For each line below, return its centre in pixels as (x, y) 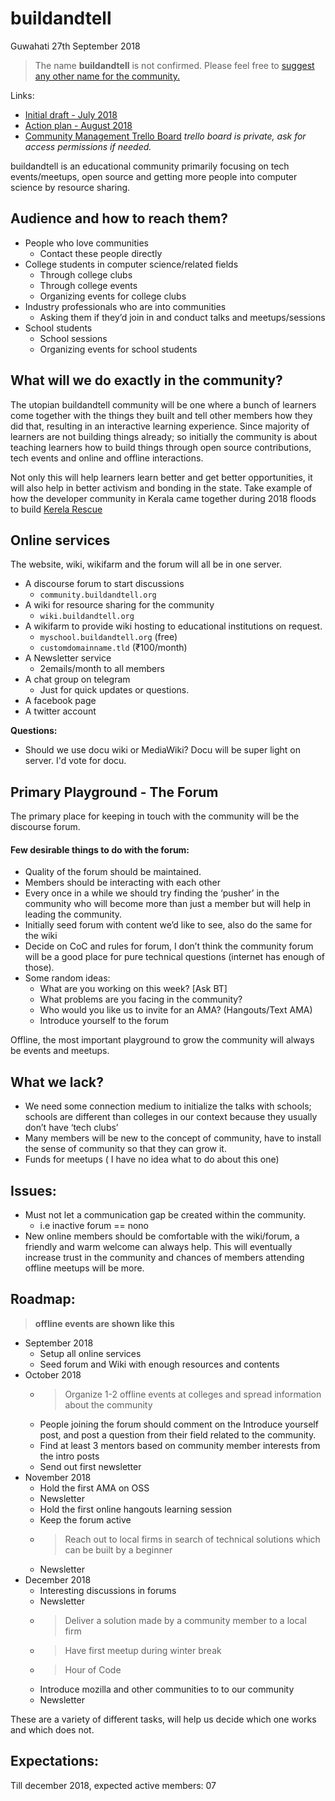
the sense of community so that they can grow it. (125, 1149)
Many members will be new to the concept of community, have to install (173, 1138)
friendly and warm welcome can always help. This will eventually (158, 1247)
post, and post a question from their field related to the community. (178, 1434)
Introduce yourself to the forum (104, 1021)
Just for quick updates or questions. (114, 690)
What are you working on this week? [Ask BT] (133, 989)
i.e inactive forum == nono (94, 1226)
